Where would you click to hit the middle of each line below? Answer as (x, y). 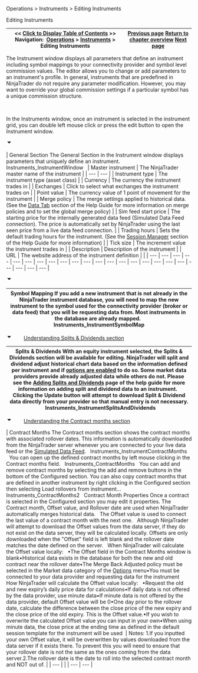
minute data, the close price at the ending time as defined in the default (93, 627)
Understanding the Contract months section (77, 421)
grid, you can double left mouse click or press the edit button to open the (95, 125)
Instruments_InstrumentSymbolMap (99, 325)
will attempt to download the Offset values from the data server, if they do (96, 527)
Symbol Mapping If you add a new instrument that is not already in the (99, 293)
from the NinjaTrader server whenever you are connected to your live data (96, 445)
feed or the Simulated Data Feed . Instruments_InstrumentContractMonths (97, 451)
